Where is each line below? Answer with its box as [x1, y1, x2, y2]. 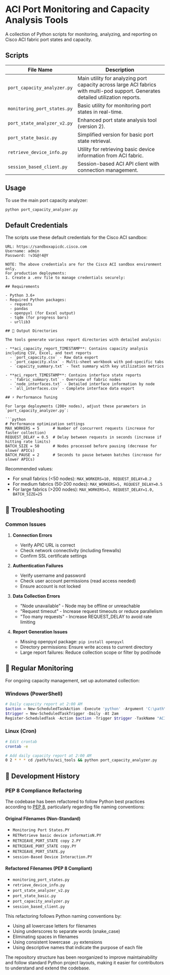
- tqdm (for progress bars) [10, 315, 69, 320]
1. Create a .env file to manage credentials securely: [5, 275, 125, 281]
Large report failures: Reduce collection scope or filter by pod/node [20, 649, 161, 655]
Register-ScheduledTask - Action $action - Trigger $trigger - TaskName [5, 716, 155, 721]
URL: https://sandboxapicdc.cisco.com [5, 244, 87, 249]
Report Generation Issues [12, 629, 68, 635]
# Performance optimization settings [5, 421, 85, 426]
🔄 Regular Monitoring [5, 664, 73, 673]
